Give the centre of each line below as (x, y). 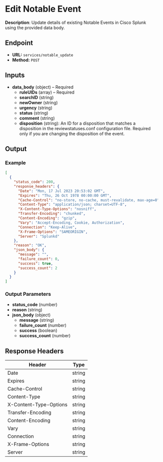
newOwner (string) (39, 102)
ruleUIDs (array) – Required (47, 92)
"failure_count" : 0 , (39, 259)
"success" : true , (35, 263)
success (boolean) (38, 330)
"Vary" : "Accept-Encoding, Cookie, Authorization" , (71, 223)
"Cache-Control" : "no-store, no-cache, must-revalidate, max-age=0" (89, 200)
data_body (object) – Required (43, 87)
